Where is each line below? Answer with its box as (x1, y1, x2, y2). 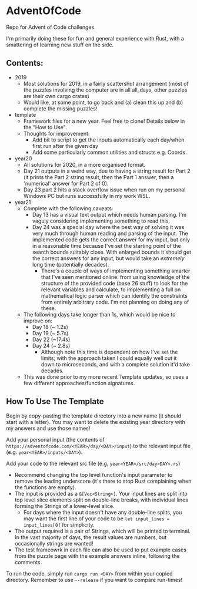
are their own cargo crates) (23, 92, 90, 99)
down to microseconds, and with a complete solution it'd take (41, 361, 190, 368)
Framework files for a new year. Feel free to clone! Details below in (23, 117, 185, 124)
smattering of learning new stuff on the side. (6, 41, 113, 48)
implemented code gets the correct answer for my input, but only (32, 236, 190, 243)
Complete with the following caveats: (23, 204, 113, 212)
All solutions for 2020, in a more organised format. (23, 161, 146, 168)
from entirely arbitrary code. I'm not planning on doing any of (41, 298, 189, 305)
